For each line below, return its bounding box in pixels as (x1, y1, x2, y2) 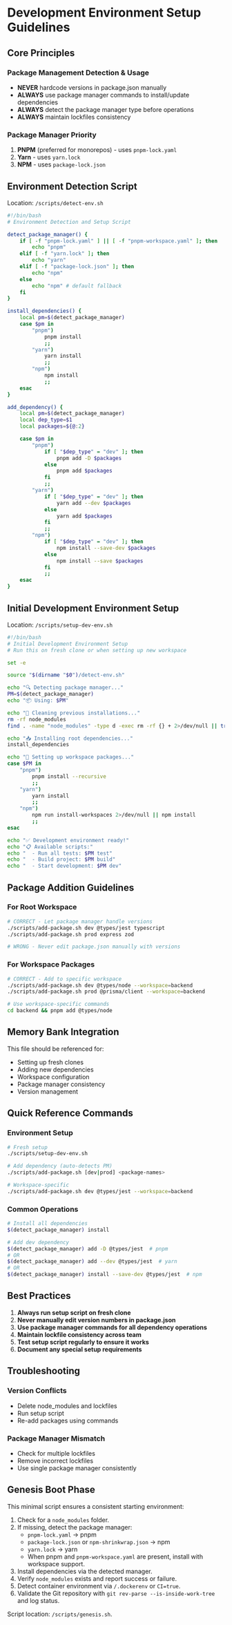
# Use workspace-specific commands (7, 1000, 110, 1008)
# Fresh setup (7, 1143, 48, 1151)
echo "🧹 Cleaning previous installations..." (7, 710, 140, 716)
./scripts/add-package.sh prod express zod (7, 931, 135, 938)
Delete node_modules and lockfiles (17, 1401, 117, 1410)
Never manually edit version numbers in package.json (17, 1315, 176, 1324)
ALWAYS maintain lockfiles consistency (17, 113, 131, 121)
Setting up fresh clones (17, 1058, 84, 1066)
